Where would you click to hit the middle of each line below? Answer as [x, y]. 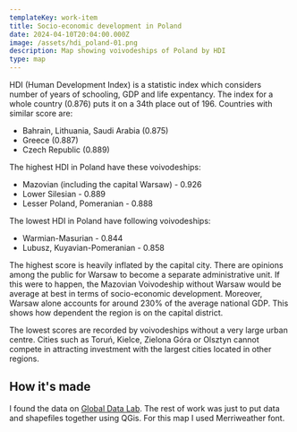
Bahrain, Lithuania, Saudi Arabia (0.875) [95, 130]
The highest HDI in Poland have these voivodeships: [105, 167]
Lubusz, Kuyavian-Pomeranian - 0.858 [93, 248]
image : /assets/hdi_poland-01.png [74, 43]
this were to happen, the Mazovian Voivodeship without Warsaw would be [145, 284]
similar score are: [41, 113]
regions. [25, 359]
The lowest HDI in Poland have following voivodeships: [110, 221]
